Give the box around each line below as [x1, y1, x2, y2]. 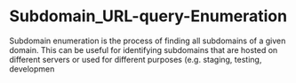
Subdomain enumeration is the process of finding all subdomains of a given [9, 35, 286, 46]
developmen [9, 64, 55, 74]
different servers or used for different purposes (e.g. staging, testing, [9, 54, 262, 64]
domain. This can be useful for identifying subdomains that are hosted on [9, 44, 278, 55]
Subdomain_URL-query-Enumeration [9, 6, 287, 26]
